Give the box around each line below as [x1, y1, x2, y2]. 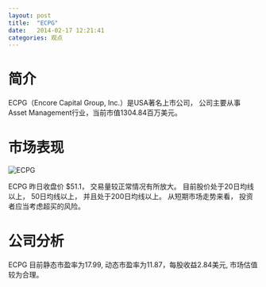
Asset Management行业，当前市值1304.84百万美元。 [8, 108, 182, 117]
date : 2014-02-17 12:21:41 [8, 26, 105, 34]
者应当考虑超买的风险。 [8, 201, 85, 211]
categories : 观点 [8, 33, 64, 42]
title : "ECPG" [8, 19, 59, 27]
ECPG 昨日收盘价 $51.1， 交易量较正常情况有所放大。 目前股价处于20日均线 [8, 182, 254, 191]
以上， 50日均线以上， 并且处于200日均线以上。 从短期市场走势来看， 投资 [8, 192, 254, 201]
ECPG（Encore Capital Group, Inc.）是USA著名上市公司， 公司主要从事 [8, 98, 241, 108]
